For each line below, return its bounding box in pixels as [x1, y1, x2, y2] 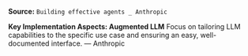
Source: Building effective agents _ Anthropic [8, 7, 167, 16]
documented [8, 39, 50, 48]
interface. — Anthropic [51, 39, 125, 48]
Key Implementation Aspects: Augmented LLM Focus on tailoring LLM [8, 22, 241, 31]
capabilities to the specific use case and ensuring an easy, [8, 31, 199, 39]
